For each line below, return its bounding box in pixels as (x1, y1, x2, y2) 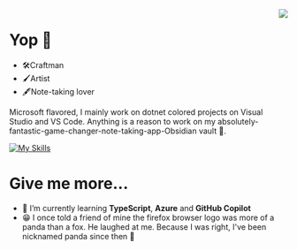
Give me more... (9, 174, 129, 193)
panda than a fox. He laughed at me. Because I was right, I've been (21, 221, 267, 232)
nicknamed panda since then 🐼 (21, 231, 135, 241)
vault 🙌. (198, 125, 227, 136)
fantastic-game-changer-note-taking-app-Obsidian (9, 125, 197, 136)
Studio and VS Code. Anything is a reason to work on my (9, 116, 217, 126)
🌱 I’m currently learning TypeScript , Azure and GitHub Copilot (21, 202, 252, 213)
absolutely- (217, 116, 259, 126)
